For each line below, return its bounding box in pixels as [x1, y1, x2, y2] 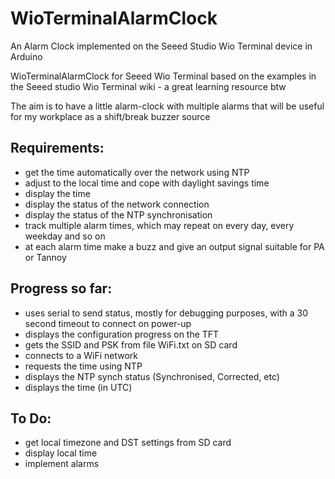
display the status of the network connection [24, 198, 210, 210]
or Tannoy [24, 251, 67, 263]
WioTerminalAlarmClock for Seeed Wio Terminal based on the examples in [10, 70, 317, 82]
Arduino [10, 50, 43, 62]
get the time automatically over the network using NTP [24, 166, 250, 178]
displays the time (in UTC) [24, 381, 133, 393]
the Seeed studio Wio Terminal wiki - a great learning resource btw [10, 80, 287, 92]
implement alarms [24, 458, 100, 470]
